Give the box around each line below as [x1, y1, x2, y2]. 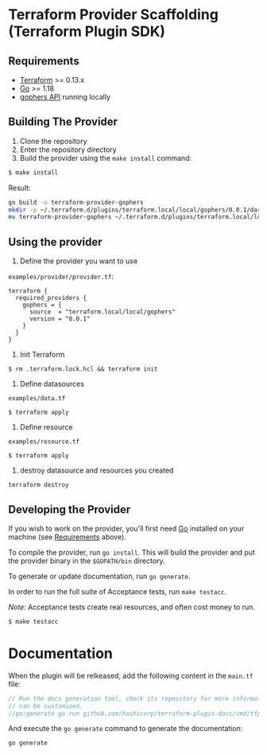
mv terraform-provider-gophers [8, 213, 112, 221]
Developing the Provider [8, 503, 131, 516]
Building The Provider [8, 115, 118, 129]
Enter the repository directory [19, 145, 117, 154]
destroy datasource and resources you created [19, 465, 174, 475]
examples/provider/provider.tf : [8, 272, 114, 282]
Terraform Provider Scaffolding [8, 6, 219, 24]
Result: [8, 183, 31, 193]
